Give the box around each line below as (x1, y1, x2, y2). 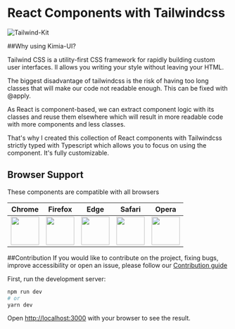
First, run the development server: (7, 274, 106, 283)
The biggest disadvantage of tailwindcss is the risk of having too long (7, 76, 209, 85)
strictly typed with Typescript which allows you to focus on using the (7, 141, 207, 149)
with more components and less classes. (7, 120, 126, 128)
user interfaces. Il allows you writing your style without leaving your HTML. (7, 63, 224, 71)
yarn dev (7, 301, 33, 309)
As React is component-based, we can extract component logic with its (7, 105, 215, 113)
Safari (120, 204, 141, 214)
